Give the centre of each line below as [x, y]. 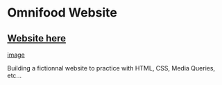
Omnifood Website [62, 13]
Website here [37, 38]
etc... [15, 75]
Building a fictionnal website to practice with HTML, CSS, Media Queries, [111, 68]
